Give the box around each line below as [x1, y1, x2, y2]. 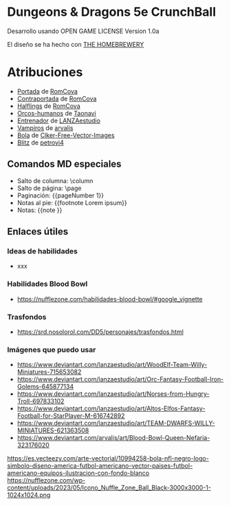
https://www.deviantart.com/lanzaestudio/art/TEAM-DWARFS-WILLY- [16, 419, 215, 428]
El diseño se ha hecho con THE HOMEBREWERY [7, 40, 144, 48]
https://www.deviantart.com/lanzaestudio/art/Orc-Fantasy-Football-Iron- [16, 375, 224, 383]
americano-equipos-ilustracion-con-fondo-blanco [7, 469, 150, 477]
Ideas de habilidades [7, 246, 78, 255]
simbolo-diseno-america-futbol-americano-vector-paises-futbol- [7, 462, 193, 470]
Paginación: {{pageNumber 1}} [16, 191, 104, 200]
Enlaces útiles [7, 226, 69, 238]
